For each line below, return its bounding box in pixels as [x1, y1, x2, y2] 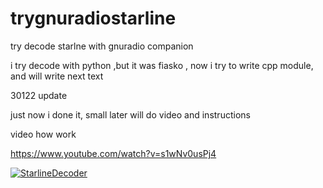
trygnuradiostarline [10, 7, 177, 30]
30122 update [10, 89, 68, 101]
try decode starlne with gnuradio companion [10, 40, 194, 52]
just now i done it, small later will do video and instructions [10, 108, 251, 121]
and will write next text [10, 70, 104, 82]
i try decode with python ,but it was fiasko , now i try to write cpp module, [10, 59, 314, 71]
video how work [10, 128, 77, 140]
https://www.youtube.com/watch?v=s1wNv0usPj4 [10, 147, 217, 159]
